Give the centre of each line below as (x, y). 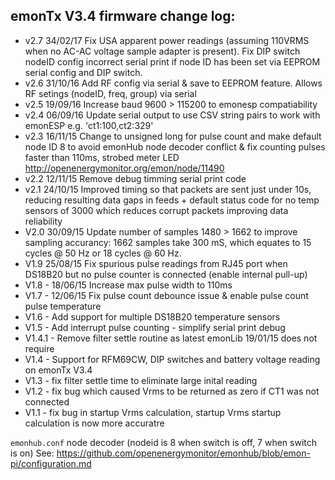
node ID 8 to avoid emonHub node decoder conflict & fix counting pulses (175, 146)
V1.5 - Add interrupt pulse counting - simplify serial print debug (155, 327)
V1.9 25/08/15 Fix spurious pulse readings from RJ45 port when (156, 263)
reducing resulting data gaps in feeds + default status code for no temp (172, 200)
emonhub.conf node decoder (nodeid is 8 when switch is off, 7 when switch (164, 442)
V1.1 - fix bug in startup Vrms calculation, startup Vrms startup (153, 412)
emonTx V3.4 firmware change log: (123, 16)
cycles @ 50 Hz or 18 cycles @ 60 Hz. (103, 253)
